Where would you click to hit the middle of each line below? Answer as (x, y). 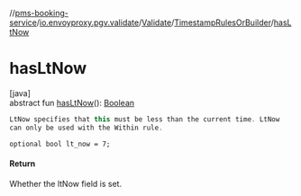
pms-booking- (42, 13)
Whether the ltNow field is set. (66, 183)
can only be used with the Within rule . (87, 128)
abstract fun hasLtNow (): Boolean (72, 102)
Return (23, 164)
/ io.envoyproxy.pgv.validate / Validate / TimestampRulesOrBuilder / (155, 22)
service (23, 22)
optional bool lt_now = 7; (60, 144)
